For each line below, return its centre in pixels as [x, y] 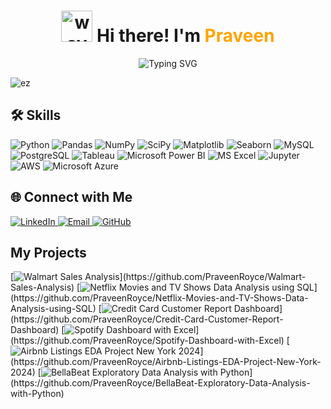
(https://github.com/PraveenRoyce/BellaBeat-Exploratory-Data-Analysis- [160, 383]
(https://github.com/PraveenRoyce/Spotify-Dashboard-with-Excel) [147, 341]
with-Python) [37, 394]
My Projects [48, 252]
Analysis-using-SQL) [53, 309]
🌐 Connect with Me [71, 197]
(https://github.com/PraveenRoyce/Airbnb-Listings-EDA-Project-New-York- [166, 362]
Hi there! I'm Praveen [185, 36]
